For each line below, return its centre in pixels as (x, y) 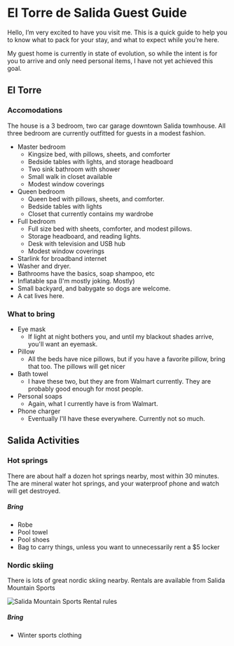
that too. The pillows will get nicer (77, 366)
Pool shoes (34, 539)
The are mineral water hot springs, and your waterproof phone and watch (113, 483)
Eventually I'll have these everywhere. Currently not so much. (116, 418)
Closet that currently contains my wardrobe (91, 214)
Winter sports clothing (49, 635)
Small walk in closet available (70, 176)
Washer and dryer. (44, 266)
